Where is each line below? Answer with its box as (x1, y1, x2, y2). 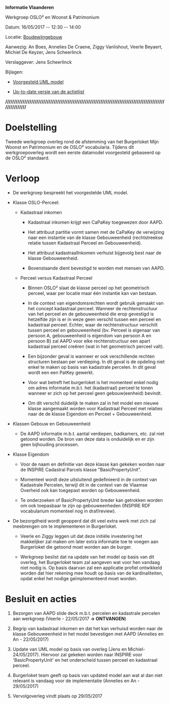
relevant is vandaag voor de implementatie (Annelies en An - (12, 678, 140, 684)
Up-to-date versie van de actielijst (12, 89, 85, 95)
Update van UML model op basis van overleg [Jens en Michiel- (12, 646, 146, 652)
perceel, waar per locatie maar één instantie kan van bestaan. (27, 290, 158, 296)
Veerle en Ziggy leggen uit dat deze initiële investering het (20, 533, 143, 539)
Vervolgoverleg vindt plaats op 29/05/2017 (12, 693, 103, 699)
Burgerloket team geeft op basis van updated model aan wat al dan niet (12, 672, 163, 678)
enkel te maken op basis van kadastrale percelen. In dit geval (27, 364, 156, 370)
